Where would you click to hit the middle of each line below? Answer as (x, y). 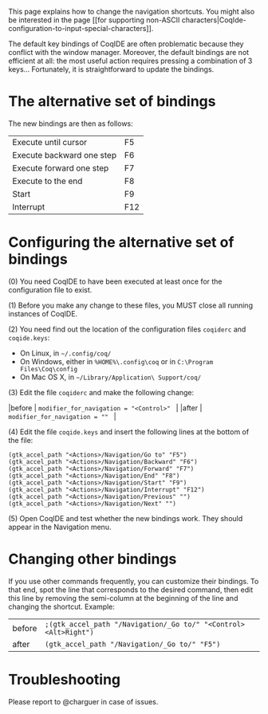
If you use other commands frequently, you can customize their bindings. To (134, 581)
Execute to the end (47, 181)
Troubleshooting (65, 680)
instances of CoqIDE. (43, 313)
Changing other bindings (93, 559)
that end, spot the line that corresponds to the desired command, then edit (131, 590)
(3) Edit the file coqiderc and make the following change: (101, 392)
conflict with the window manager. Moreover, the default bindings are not (129, 52)
